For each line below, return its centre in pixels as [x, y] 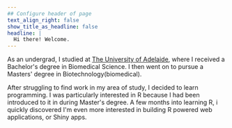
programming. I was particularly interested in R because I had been [103, 95]
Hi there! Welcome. [42, 40]
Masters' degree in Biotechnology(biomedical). [75, 74]
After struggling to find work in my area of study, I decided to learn [103, 88]
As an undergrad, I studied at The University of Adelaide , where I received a [116, 59]
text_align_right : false [43, 20]
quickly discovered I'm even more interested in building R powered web [110, 110]
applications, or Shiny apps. [47, 117]
